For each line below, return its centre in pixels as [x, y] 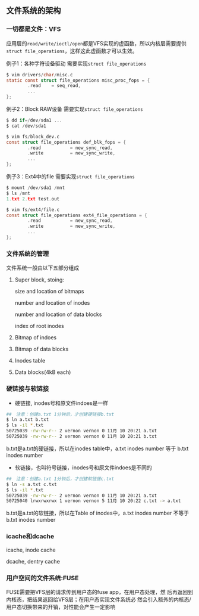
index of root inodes [39, 326]
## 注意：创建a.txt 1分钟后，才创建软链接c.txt [60, 479]
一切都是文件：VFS [34, 29]
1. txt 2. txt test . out [33, 199]
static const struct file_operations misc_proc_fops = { [78, 80]
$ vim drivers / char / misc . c [40, 75]
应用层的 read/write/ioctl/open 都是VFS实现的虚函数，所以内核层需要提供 [97, 43]
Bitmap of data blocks [42, 349]
